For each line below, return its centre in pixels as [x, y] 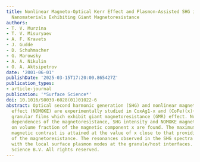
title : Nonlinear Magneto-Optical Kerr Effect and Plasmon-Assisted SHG [98, 12]
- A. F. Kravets [26, 39]
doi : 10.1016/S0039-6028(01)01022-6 [51, 100]
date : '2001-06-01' [30, 72]
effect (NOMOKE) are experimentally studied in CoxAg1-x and [89, 111]
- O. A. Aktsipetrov [32, 67]
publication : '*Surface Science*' [49, 94]
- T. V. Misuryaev [29, 34]
